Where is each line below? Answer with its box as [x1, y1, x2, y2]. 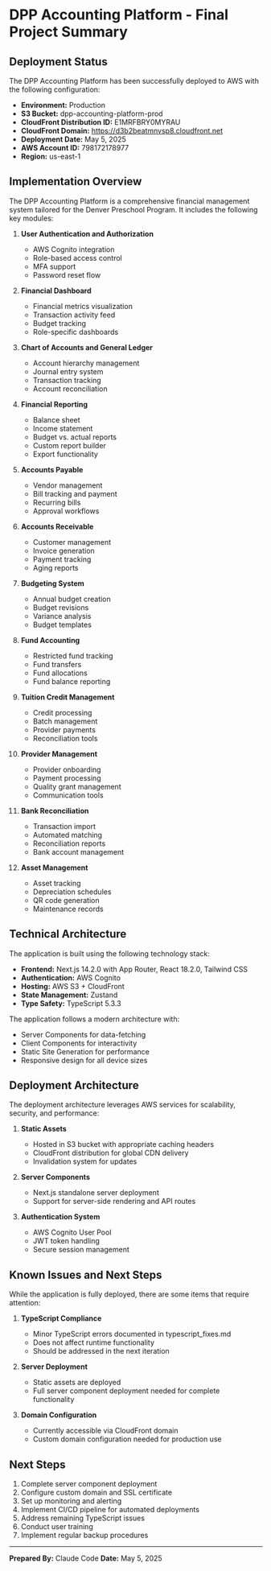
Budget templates [32, 620, 92, 629]
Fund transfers [32, 659, 82, 669]
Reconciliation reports [32, 839, 106, 848]
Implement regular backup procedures [20, 1531, 149, 1540]
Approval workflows [32, 505, 100, 516]
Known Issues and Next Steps [9, 1268, 162, 1281]
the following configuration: [9, 85, 101, 94]
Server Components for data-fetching [20, 1029, 146, 1039]
